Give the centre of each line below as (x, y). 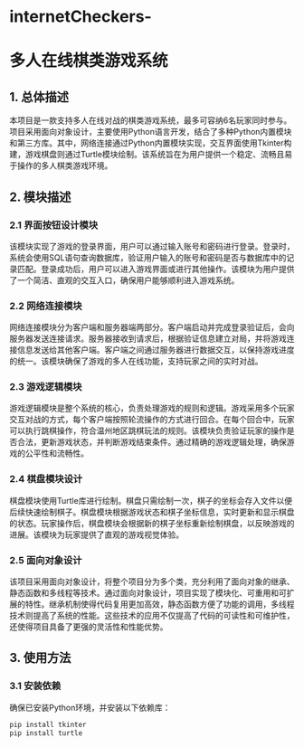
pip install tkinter (48, 724)
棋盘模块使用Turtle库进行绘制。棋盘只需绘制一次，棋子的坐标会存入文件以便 (151, 500)
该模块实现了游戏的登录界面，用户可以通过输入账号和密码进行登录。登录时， (152, 246)
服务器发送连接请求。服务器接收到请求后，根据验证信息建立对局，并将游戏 (148, 339)
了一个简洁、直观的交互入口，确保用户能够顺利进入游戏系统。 (124, 280)
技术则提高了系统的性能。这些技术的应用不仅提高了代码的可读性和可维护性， (152, 616)
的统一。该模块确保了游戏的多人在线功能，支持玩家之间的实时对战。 (136, 361)
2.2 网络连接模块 (46, 306)
